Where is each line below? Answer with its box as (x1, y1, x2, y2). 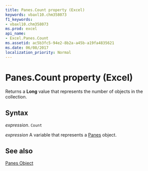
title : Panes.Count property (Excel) (5, 7, 85, 13)
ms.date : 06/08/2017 (5, 45, 49, 50)
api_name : (5, 31, 26, 36)
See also (5, 147, 33, 155)
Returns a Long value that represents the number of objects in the (5, 88, 143, 94)
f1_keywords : (5, 17, 33, 22)
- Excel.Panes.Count (5, 36, 49, 41)
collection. (5, 94, 27, 100)
